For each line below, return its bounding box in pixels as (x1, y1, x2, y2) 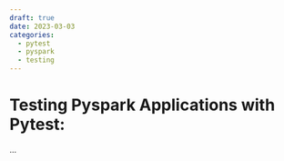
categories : (9, 30, 55, 39)
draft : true (9, 13, 55, 23)
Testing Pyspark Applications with (9, 95, 276, 116)
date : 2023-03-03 (9, 22, 76, 31)
